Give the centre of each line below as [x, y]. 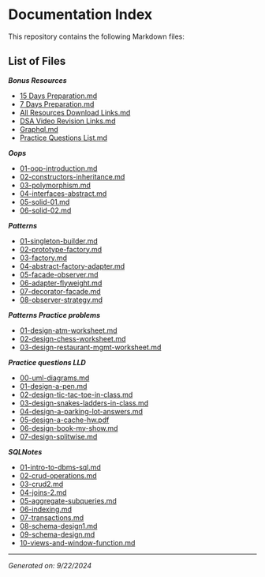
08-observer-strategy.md [61, 300]
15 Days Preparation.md [58, 96]
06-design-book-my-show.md [69, 428]
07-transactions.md [52, 517]
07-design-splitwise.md [58, 436]
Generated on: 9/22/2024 [50, 565]
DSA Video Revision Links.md [67, 121]
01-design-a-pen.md [53, 386]
